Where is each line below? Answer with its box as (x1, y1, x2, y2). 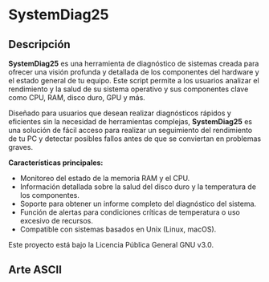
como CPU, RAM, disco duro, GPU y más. (8, 93, 146, 102)
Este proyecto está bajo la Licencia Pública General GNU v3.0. (8, 240, 214, 249)
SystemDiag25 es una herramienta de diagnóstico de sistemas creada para (8, 58, 259, 68)
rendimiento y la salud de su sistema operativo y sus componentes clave (8, 84, 249, 94)
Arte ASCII (8, 263, 63, 277)
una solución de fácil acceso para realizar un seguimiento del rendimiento (8, 126, 253, 135)
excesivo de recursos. (19, 216, 94, 225)
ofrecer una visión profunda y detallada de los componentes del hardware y (8, 67, 259, 77)
